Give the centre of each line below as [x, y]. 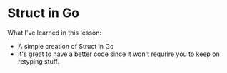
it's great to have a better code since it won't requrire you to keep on [118, 54]
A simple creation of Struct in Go [66, 46]
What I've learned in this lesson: [55, 33]
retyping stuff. [38, 61]
